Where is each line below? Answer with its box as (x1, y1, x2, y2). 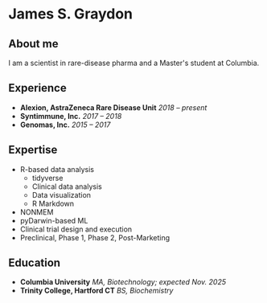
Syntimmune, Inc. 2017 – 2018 (19, 111, 122, 121)
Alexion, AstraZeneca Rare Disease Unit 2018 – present (19, 102, 207, 113)
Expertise (8, 143, 58, 157)
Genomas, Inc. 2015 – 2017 (19, 120, 111, 129)
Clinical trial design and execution (19, 224, 133, 234)
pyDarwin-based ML (19, 215, 88, 225)
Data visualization (31, 190, 91, 199)
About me (8, 37, 59, 51)
